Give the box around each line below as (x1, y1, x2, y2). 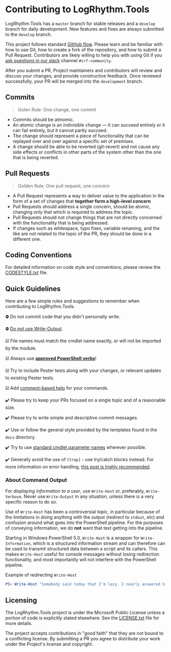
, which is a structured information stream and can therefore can (30, 540, 165, 546)
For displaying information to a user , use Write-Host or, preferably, (5, 488, 145, 494)
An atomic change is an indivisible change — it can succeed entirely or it (12, 121, 165, 128)
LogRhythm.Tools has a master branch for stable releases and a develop (5, 20, 156, 27)
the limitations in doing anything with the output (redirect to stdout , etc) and (5, 514, 164, 520)
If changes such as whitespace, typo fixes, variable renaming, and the (12, 225, 160, 231)
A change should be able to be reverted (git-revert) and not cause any (12, 143, 160, 149)
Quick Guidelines (5, 284, 61, 293)
